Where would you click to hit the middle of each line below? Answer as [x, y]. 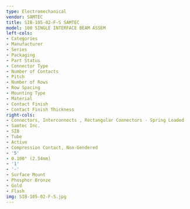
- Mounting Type [26, 93]
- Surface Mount [26, 175]
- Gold [14, 186]
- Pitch [15, 77]
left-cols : [19, 33]
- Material [19, 98]
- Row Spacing [23, 88]
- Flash [15, 191]
